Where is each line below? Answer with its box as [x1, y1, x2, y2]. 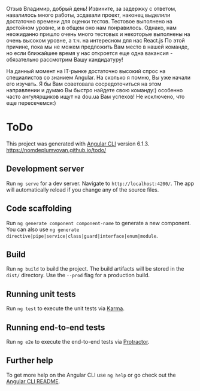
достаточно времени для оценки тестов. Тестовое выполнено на [6, 18, 172, 25]
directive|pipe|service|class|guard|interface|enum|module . [6, 232, 158, 239]
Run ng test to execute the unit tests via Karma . [6, 305, 125, 312]
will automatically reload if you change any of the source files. [6, 186, 159, 193]
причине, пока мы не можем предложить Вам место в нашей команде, [6, 43, 190, 50]
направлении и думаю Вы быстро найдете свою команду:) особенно [6, 87, 183, 93]
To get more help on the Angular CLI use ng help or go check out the [6, 371, 176, 378]
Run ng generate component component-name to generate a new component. [6, 219, 192, 226]
